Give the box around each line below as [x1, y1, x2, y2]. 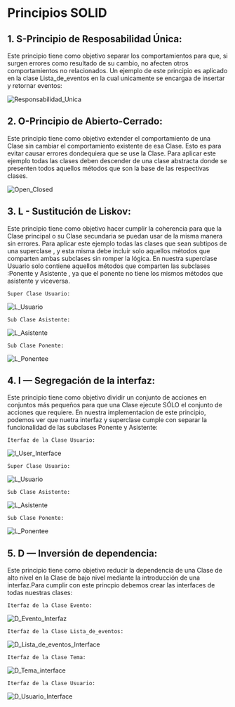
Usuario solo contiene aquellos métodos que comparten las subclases [7, 262, 210, 270]
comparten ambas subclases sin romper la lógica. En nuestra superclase [7, 254, 217, 262]
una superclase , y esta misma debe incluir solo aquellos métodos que [7, 246, 210, 255]
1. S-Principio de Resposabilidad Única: [7, 33, 182, 45]
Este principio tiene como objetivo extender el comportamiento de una [7, 134, 211, 142]
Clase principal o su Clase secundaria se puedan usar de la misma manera [7, 231, 223, 240]
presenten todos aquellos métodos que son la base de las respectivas [7, 164, 210, 172]
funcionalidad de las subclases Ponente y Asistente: [7, 423, 158, 432]
